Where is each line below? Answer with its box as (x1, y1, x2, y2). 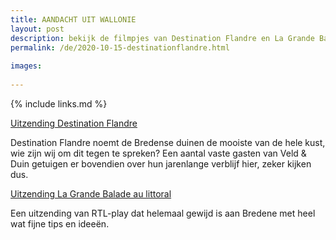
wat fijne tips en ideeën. (10, 217, 110, 230)
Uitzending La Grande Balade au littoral (10, 187, 172, 200)
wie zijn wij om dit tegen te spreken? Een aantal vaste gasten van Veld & (10, 147, 307, 159)
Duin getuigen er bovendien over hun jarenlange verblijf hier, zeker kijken (10, 157, 312, 170)
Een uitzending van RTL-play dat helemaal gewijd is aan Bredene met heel (10, 207, 316, 219)
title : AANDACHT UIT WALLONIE (10, 14, 137, 25)
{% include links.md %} (10, 97, 108, 110)
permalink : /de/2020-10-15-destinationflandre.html (10, 42, 230, 53)
